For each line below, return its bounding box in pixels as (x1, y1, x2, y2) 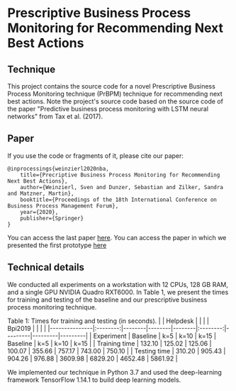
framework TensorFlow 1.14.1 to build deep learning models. (7, 375, 181, 384)
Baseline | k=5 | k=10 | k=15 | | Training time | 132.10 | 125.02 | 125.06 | (7, 339, 212, 348)
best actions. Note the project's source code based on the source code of (7, 97, 223, 106)
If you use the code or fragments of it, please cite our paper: (7, 151, 184, 160)
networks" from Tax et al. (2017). (7, 112, 103, 120)
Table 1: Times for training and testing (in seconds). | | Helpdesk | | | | (7, 317, 209, 325)
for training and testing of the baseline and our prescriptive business (7, 295, 208, 304)
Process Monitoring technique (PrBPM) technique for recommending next (7, 90, 223, 98)
